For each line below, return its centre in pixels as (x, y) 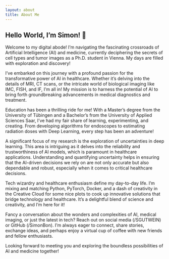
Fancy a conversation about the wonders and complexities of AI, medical (81, 214)
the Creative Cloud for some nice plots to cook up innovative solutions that (83, 194)
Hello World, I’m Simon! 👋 (46, 35)
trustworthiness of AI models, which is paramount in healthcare (71, 152)
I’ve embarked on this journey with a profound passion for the (69, 73)
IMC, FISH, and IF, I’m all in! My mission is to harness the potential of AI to (82, 90)
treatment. (16, 100)
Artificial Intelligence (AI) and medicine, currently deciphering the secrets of (84, 53)
